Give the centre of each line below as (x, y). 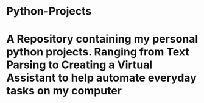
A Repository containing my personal (102, 39)
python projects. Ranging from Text (98, 52)
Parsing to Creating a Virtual (79, 65)
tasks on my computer (64, 91)
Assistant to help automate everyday (101, 78)
